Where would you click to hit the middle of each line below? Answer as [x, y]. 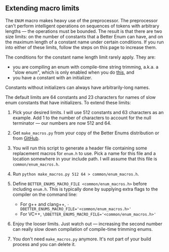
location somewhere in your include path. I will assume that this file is [85, 159]
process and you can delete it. [44, 244]
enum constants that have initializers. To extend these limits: [68, 103]
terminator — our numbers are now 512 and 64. [62, 123]
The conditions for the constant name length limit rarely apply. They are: [80, 57]
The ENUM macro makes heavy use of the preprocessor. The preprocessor [81, 20]
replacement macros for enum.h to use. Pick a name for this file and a [84, 153]
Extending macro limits [42, 8]
